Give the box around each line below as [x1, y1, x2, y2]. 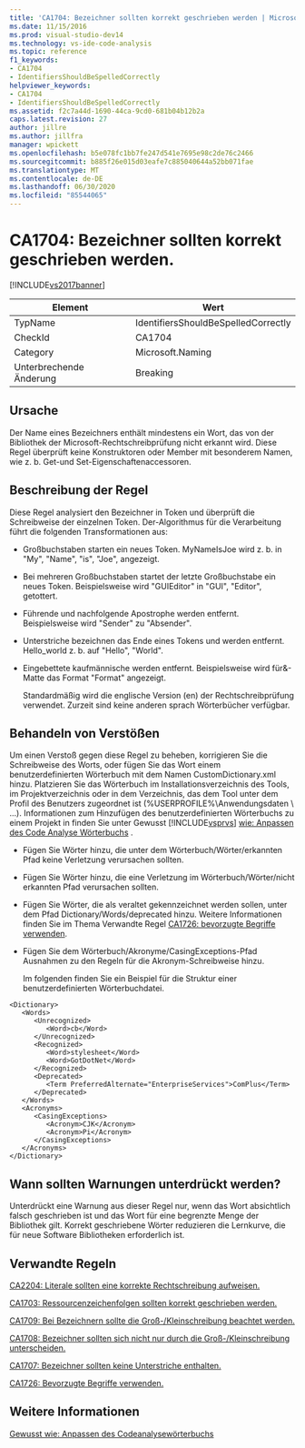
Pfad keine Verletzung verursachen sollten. [22, 854, 184, 865]
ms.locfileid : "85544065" [9, 191, 107, 200]
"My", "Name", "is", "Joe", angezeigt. [22, 553, 161, 564]
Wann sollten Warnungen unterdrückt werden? [9, 1176, 281, 1192]
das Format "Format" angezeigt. [46, 672, 166, 683]
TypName [14, 316, 56, 328]
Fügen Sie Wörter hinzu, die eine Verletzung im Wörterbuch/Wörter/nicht [22, 872, 295, 883]
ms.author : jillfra [9, 132, 84, 141]
